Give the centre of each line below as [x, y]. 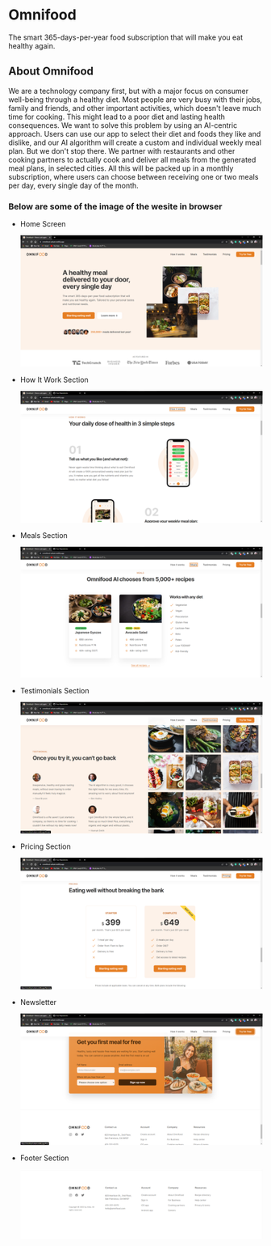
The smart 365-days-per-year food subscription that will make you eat [126, 37]
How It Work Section [54, 379]
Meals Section [44, 535]
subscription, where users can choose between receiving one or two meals [133, 176]
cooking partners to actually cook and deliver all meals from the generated [132, 159]
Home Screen [43, 224]
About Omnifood [51, 72]
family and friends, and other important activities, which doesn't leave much [135, 108]
